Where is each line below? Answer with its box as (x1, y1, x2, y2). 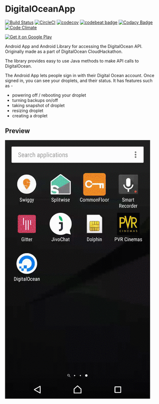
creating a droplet (12, 113, 48, 118)
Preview (5, 127, 30, 135)
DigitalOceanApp (5, 3, 76, 15)
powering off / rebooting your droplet (12, 92, 87, 98)
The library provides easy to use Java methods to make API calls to (5, 58, 139, 64)
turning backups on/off (12, 97, 58, 103)
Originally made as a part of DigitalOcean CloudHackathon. (5, 48, 123, 54)
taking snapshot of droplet (12, 102, 65, 108)
